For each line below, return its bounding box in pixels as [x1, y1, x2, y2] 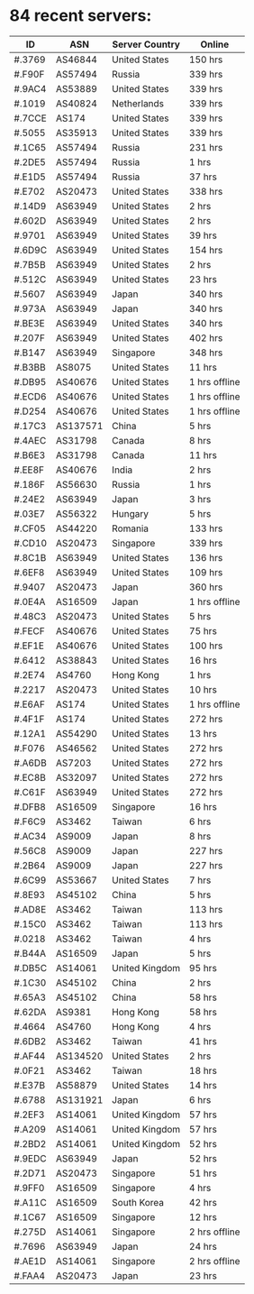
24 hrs [188, 1240, 218, 1253]
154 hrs [188, 243, 223, 256]
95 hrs [188, 961, 218, 974]
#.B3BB [14, 361, 47, 373]
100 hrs [188, 639, 223, 652]
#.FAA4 [14, 1269, 46, 1281]
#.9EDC [14, 1152, 47, 1164]
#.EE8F [14, 463, 45, 476]
